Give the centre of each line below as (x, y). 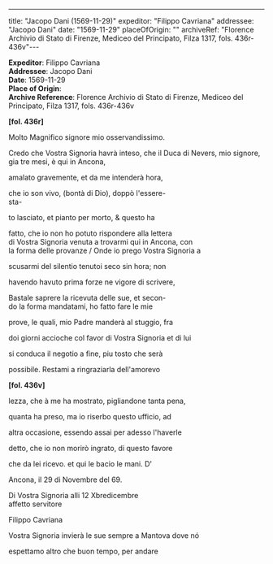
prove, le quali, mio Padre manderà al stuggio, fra (91, 322)
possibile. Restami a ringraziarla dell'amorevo (84, 369)
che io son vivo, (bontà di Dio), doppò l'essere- (87, 193)
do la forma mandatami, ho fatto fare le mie (80, 306)
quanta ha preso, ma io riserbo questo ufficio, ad (90, 416)
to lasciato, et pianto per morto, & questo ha (82, 217)
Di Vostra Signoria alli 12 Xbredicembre (74, 495)
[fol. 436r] (26, 121)
